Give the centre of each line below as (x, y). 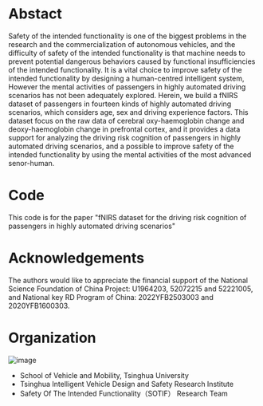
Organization (52, 338)
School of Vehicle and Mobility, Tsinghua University (104, 375)
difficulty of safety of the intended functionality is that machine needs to (127, 53)
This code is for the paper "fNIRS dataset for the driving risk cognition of (128, 217)
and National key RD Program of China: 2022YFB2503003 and (111, 297)
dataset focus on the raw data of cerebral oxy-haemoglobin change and (126, 120)
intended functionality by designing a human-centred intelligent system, (126, 78)
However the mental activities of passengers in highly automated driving (127, 87)
